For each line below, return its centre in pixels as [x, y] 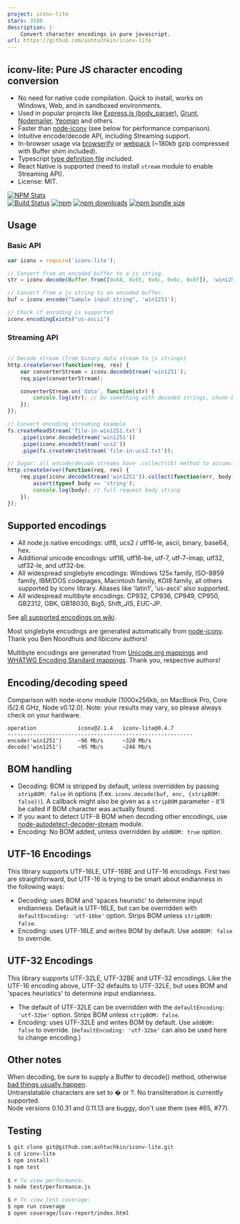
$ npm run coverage [36, 1207]
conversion [33, 80]
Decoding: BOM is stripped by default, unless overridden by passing [118, 786]
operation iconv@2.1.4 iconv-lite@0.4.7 [91, 728]
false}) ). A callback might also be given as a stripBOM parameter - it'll [121, 801]
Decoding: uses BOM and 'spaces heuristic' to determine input [110, 900]
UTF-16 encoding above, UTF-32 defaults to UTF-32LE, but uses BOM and [117, 985]
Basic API [24, 246]
